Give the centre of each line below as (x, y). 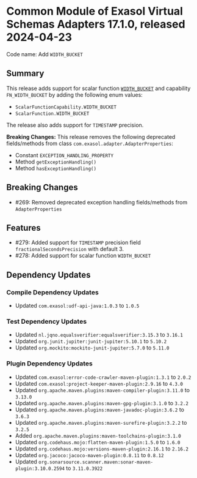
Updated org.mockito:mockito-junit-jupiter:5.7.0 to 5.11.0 (92, 348)
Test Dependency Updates (47, 321)
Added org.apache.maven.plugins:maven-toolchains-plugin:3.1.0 (98, 435)
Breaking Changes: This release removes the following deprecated (91, 136)
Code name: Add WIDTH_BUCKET (45, 54)
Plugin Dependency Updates (49, 364)
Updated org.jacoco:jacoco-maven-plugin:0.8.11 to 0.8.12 (89, 455)
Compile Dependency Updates (52, 292)
